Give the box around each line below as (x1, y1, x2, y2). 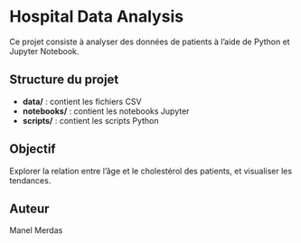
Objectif (9, 142, 56, 157)
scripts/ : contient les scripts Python (22, 115, 160, 126)
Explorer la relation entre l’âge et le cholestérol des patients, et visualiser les (9, 165, 292, 176)
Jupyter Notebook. (9, 45, 80, 56)
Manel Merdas (9, 225, 63, 236)
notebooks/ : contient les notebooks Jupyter (22, 106, 190, 117)
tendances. (9, 174, 52, 186)
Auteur (9, 201, 50, 216)
